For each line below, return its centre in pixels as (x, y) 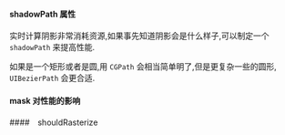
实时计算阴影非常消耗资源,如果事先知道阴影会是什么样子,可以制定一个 (140, 36)
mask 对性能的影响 (45, 100)
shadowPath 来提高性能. (52, 47)
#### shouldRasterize (54, 122)
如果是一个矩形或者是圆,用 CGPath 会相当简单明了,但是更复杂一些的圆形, (143, 67)
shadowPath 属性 (43, 14)
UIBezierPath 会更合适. (52, 78)
